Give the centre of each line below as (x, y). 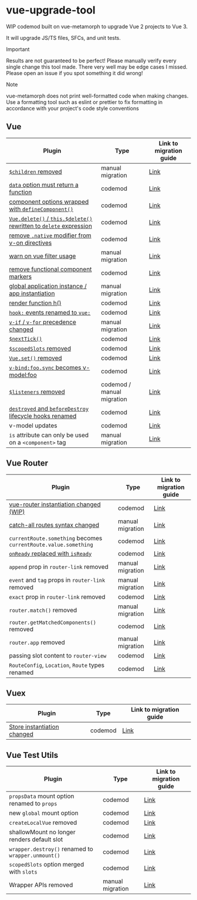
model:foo (23, 375)
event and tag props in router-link (57, 580)
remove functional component (50, 269)
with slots (23, 872)
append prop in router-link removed (59, 567)
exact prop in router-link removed (57, 596)
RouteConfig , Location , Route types (57, 665)
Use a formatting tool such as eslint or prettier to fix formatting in (84, 102)
